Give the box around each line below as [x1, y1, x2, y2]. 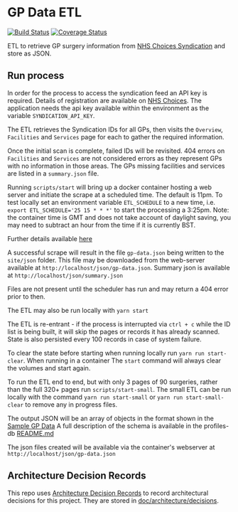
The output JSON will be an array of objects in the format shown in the [7, 414, 215, 422]
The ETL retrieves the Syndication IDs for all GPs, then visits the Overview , [7, 125, 224, 134]
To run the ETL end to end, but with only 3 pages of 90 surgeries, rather [7, 378, 218, 386]
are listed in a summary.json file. [7, 169, 99, 178]
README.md [16, 429, 55, 437]
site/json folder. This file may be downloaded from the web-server [7, 255, 205, 264]
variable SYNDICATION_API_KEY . [7, 111, 95, 119]
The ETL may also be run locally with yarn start [7, 306, 149, 314]
